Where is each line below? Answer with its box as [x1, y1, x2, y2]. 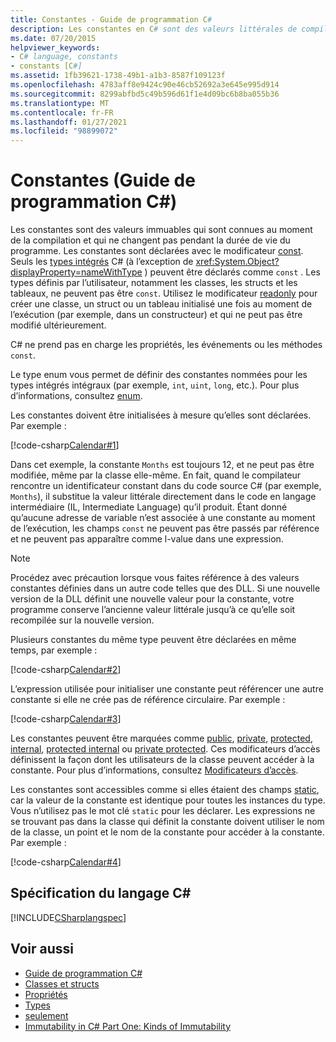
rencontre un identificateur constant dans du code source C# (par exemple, [10, 480, 322, 492]
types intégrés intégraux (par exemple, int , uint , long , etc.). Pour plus [10, 379, 300, 391]
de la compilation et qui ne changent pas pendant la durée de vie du [10, 234, 291, 246]
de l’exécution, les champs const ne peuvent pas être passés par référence [10, 522, 320, 535]
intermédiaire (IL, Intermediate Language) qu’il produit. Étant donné [10, 501, 288, 513]
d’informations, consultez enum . [10, 390, 143, 402]
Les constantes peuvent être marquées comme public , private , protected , [10, 732, 313, 745]
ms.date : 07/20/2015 [10, 33, 97, 43]
